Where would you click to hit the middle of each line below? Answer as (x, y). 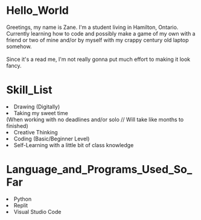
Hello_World (38, 11)
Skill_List (29, 90)
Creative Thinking (36, 132)
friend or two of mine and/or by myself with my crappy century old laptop (97, 40)
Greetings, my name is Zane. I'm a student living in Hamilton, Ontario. (92, 27)
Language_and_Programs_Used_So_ (99, 170)
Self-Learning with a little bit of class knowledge (74, 145)
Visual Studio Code (38, 212)
